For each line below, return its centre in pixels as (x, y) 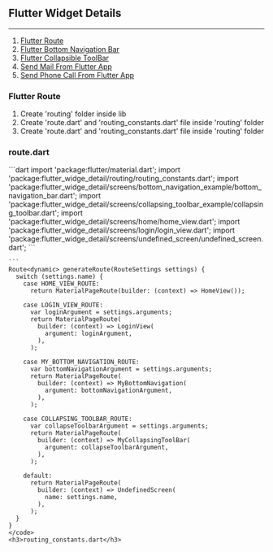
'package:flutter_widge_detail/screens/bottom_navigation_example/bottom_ (135, 187)
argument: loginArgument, (88, 334)
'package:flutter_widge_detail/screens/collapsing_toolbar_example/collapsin (136, 204)
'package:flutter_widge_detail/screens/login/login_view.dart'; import (122, 230)
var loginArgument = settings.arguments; (101, 312)
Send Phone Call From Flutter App (77, 75)
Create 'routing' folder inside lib (73, 114)
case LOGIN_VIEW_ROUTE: (63, 305)
